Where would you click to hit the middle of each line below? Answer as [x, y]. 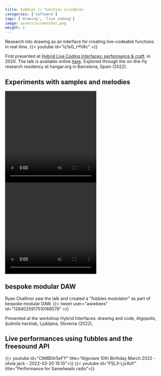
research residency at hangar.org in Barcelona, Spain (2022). [66, 67]
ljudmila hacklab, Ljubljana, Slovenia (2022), [49, 323]
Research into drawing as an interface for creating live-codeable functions [80, 41]
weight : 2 [15, 28]
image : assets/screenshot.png [36, 23]
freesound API [27, 346]
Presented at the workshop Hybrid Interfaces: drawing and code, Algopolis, [81, 318]
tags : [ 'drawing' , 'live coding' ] [40, 19]
